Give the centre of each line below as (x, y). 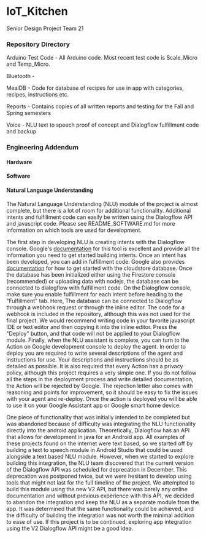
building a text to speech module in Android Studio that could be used (94, 449)
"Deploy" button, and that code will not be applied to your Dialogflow (93, 333)
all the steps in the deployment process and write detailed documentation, (100, 379)
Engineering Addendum (42, 148)
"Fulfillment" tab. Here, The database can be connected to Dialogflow (94, 301)
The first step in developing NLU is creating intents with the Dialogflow (96, 242)
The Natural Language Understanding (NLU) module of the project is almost (102, 204)
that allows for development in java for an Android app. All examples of (96, 437)
